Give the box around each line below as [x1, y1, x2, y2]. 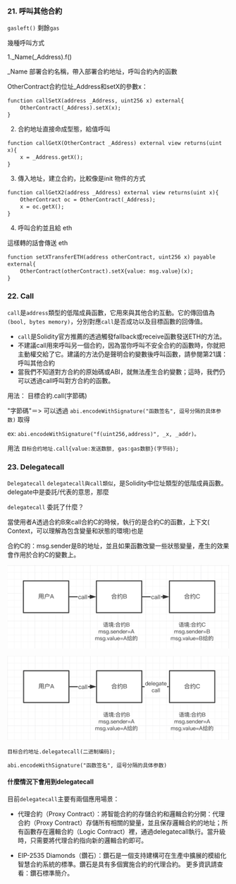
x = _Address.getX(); [20, 154, 83, 161]
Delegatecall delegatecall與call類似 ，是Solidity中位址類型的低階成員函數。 [7, 478, 228, 487]
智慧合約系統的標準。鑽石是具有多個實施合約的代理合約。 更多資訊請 [17, 860, 217, 868]
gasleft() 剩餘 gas [7, 23, 60, 33]
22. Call [7, 291, 34, 301]
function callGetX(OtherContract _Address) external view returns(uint [7, 140, 222, 147]
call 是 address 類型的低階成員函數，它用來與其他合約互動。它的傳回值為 [7, 308, 215, 317]
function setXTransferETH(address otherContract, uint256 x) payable [7, 254, 216, 261]
